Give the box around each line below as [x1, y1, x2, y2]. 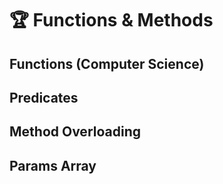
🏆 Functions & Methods [9, 9, 214, 32]
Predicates [9, 89, 79, 106]
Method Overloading [9, 123, 141, 141]
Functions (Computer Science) [9, 55, 205, 72]
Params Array [9, 157, 97, 174]
